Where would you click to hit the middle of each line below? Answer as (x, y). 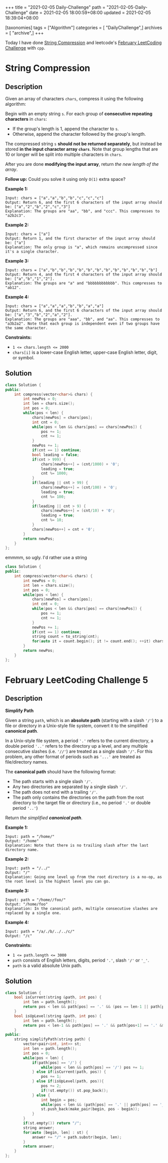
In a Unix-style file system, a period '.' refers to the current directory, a (79, 741)
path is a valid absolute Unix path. (47, 965)
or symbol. (23, 358)
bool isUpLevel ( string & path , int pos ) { (58, 1016)
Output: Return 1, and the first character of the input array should (80, 239)
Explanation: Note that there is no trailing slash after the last (77, 845)
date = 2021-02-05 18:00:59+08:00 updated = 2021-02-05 (90, 13)
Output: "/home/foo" (27, 904)
